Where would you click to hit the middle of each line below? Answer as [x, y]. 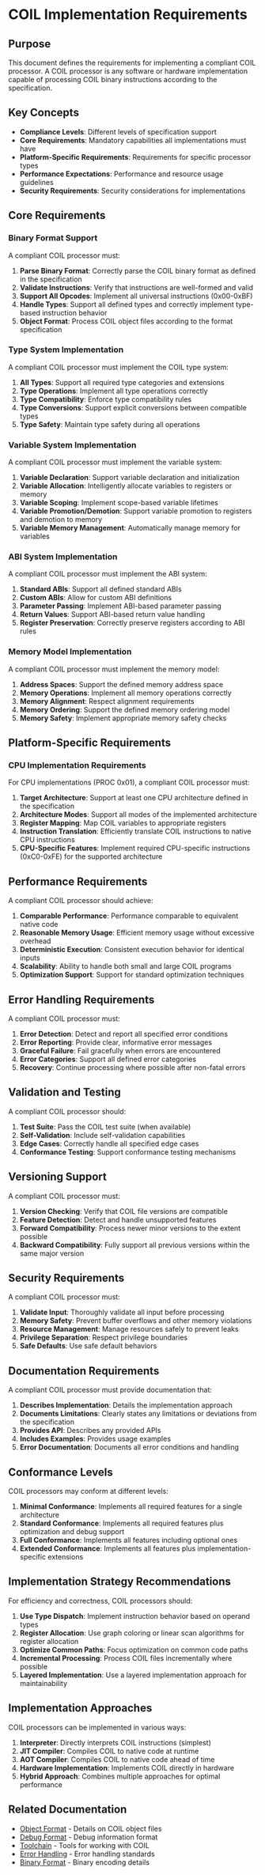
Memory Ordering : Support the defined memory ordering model [125, 709]
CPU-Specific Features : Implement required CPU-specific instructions [135, 849]
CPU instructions [47, 840]
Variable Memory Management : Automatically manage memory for [130, 528]
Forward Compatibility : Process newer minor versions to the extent [130, 1228]
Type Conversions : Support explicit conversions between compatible [133, 407]
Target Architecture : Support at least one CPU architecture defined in [134, 798]
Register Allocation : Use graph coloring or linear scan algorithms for [132, 1633]
